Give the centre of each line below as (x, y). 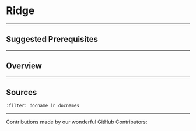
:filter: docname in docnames (43, 106)
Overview (24, 66)
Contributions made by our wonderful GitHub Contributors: (77, 122)
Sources (22, 92)
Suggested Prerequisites (52, 39)
